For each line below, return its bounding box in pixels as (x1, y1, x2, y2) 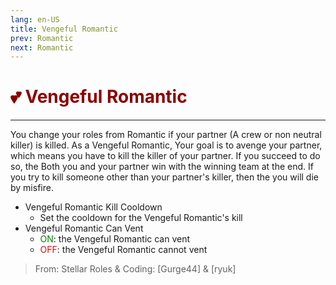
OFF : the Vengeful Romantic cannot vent (39, 244, 208, 256)
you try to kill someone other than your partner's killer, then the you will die (10, 171, 319, 183)
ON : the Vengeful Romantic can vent (39, 233, 191, 245)
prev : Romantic (10, 33, 74, 43)
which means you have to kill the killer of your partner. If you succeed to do (10, 150, 321, 162)
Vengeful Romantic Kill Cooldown (24, 201, 163, 213)
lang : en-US (10, 14, 60, 25)
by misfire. (10, 182, 54, 194)
